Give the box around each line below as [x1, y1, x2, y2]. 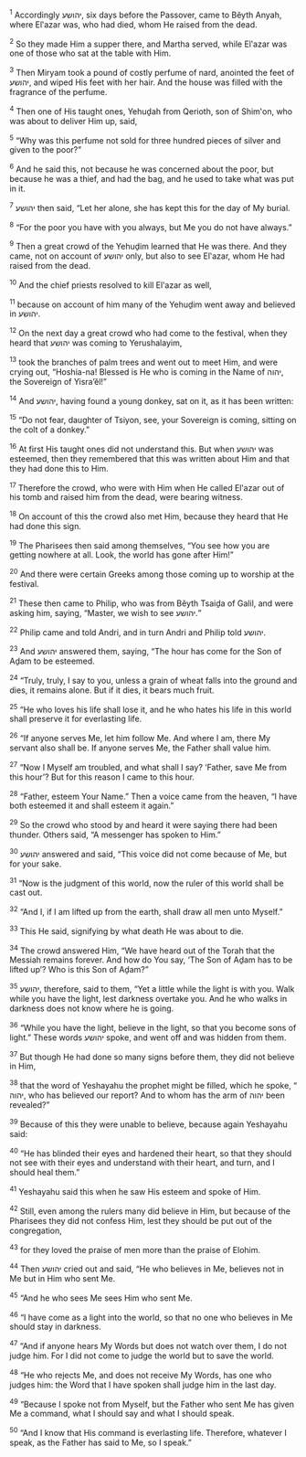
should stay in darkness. [9, 1321, 102, 1333]
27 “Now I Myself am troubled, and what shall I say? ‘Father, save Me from [9, 760, 288, 772]
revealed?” [9, 1099, 50, 1110]
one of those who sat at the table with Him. [9, 48, 172, 58]
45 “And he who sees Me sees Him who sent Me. [9, 1291, 194, 1303]
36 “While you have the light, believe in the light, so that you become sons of [9, 1020, 297, 1033]
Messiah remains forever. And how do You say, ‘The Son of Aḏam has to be [9, 954, 293, 965]
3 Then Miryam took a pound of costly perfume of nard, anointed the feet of [9, 66, 295, 78]
